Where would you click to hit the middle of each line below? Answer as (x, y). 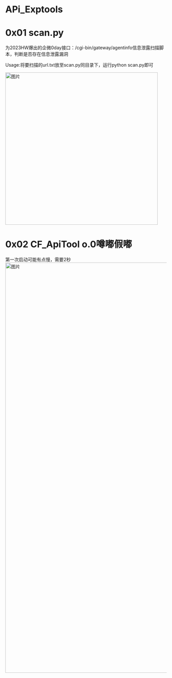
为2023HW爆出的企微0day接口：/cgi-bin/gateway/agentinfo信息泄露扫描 (82, 48)
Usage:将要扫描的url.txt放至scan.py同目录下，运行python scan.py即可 (79, 65)
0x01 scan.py (35, 33)
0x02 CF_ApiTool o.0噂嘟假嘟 (69, 245)
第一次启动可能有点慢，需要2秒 (38, 260)
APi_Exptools (34, 9)
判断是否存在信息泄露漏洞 (41, 54)
